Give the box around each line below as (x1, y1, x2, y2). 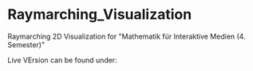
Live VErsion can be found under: (7, 55, 117, 65)
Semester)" (7, 39, 45, 49)
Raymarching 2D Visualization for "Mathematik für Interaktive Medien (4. (7, 32, 246, 41)
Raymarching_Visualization (7, 6, 192, 24)
